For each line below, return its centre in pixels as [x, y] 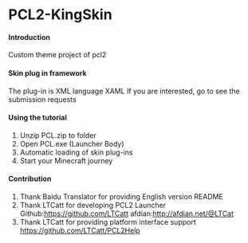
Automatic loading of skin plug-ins [76, 152]
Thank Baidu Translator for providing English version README [121, 196]
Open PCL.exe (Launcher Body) [72, 143]
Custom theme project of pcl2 [57, 55]
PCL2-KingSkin [61, 15]
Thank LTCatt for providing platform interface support [108, 222]
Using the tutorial [38, 118]
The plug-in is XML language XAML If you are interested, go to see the [124, 91]
